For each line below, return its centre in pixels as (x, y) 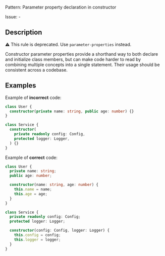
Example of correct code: (31, 157)
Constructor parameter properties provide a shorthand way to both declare (82, 54)
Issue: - (13, 17)
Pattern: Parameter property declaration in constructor (61, 7)
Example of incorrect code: (33, 97)
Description (24, 33)
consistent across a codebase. (36, 70)
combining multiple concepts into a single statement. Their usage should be (82, 65)
